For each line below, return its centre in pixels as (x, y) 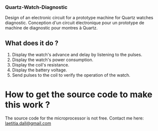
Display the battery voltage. (39, 70)
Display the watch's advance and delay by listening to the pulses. (77, 55)
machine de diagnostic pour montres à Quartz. (51, 28)
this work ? (28, 105)
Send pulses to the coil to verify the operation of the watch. (71, 75)
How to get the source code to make (79, 95)
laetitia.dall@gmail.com (28, 123)
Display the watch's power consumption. (52, 60)
